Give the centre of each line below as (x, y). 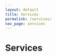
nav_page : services (25, 24)
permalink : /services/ (28, 19)
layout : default (22, 10)
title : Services (22, 14)
